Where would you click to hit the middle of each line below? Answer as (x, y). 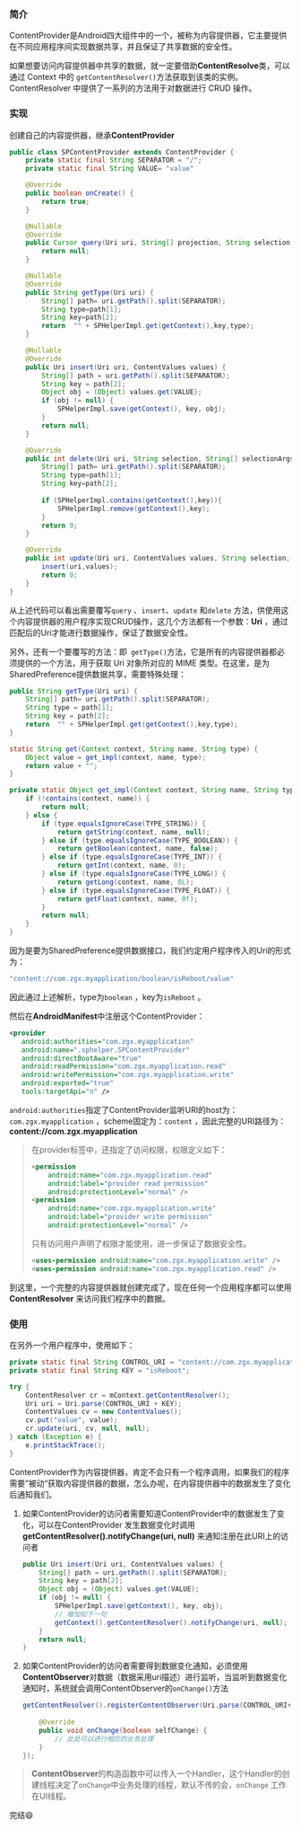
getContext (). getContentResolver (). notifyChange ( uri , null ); (172, 1622)
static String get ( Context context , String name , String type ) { (134, 749)
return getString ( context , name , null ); (133, 832)
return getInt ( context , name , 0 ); (121, 866)
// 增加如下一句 (81, 1614)
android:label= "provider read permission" (128, 1183)
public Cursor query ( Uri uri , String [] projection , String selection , (160, 243)
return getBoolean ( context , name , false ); (138, 849)
